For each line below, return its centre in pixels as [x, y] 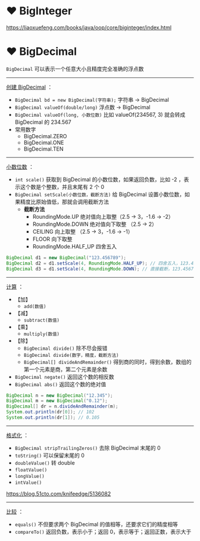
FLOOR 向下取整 [52, 239]
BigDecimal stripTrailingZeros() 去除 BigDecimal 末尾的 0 [87, 447]
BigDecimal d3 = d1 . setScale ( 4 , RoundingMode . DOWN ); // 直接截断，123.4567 [100, 269]
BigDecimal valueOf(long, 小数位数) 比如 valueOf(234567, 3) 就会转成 [100, 114]
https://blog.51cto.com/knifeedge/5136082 [59, 493]
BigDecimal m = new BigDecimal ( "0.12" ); [57, 401]
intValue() [28, 483]
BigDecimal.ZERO [45, 136]
